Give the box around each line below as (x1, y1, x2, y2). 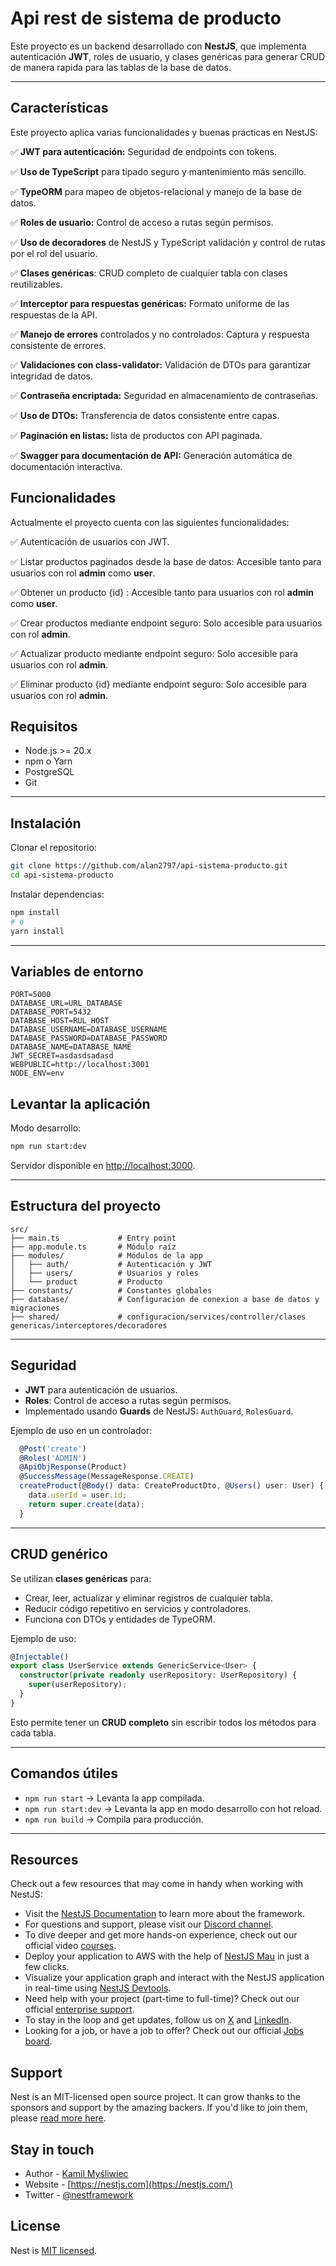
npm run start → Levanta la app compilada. (24, 1792, 205, 1804)
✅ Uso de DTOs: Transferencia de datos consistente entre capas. (10, 409, 280, 421)
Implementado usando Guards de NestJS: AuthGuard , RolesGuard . (24, 1405, 294, 1417)
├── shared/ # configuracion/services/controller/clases (10, 1312, 307, 1322)
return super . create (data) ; (28, 1499, 145, 1509)
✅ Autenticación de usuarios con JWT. (10, 535, 170, 547)
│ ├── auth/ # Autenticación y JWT (10, 1259, 213, 1269)
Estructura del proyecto (10, 1198, 162, 1215)
